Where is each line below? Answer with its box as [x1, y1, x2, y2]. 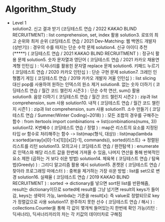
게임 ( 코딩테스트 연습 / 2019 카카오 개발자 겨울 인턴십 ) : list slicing [25, 75, 156, 81]
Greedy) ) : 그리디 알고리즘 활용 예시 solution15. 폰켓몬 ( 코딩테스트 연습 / [18, 162, 161, 168]
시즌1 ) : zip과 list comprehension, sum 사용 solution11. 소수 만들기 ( [17, 106, 152, 112]
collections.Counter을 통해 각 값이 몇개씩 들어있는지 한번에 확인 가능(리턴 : [12, 205, 158, 211]
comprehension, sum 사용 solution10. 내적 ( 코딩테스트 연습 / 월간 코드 [12, 100, 151, 106]
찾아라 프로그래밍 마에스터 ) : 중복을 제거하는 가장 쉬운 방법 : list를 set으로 [12, 168, 155, 174]
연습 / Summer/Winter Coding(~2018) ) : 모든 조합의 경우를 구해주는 [25, 112, 159, 118]
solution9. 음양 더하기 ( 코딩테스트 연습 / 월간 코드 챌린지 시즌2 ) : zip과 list [12, 93, 158, 99]
